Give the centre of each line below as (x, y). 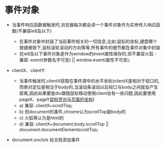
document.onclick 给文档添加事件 (46, 140)
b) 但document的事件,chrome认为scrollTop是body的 (72, 111)
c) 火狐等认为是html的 (41, 118)
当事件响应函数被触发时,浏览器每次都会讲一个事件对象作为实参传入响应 (84, 25)
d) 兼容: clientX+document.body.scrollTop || (64, 124)
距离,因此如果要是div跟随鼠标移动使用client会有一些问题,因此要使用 (87, 93)
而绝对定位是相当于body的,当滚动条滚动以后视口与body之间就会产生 (89, 87)
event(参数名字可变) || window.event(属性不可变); (80, 60)
